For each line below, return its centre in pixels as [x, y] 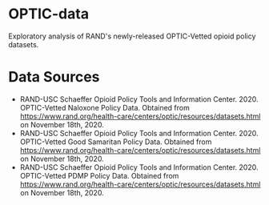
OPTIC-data [49, 14]
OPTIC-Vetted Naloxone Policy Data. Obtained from [104, 107]
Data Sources [54, 77]
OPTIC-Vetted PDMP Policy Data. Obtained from [99, 175]
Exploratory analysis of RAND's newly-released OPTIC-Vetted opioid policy [132, 36]
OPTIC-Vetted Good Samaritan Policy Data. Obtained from [116, 142]
